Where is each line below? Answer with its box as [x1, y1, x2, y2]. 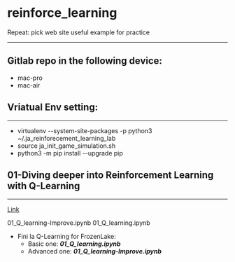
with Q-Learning [7, 180, 80, 192]
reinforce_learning [7, 5, 117, 21]
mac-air [17, 81, 41, 89]
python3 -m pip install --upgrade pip [17, 149, 124, 157]
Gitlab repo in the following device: [7, 55, 163, 67]
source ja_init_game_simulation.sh [17, 142, 116, 150]
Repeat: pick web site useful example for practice [7, 28, 150, 36]
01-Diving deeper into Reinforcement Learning [7, 169, 214, 181]
